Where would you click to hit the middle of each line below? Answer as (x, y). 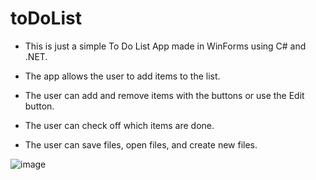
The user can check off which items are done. (119, 125)
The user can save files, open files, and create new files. (141, 144)
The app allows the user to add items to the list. (122, 76)
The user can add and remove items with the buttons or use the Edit (164, 95)
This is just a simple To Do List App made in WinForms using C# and (165, 46)
